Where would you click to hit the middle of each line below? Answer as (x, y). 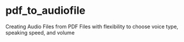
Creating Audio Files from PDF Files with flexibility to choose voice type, (92, 26)
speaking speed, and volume (40, 32)
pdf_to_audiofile (45, 11)
